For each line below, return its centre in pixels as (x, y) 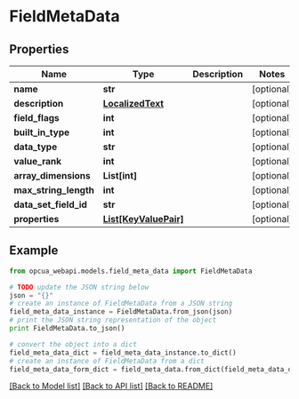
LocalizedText (133, 104)
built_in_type (42, 132)
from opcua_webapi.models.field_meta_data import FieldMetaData (131, 271)
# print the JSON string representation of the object (113, 320)
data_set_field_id (50, 204)
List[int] (120, 176)
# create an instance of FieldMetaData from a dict (107, 361)
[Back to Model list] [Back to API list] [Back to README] (111, 386)
